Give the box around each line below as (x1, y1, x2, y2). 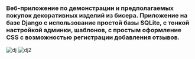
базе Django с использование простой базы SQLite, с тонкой (6, 19, 190, 27)
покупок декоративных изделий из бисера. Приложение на (6, 11, 188, 19)
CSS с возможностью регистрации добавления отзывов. (6, 33, 180, 41)
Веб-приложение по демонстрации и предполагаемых (6, 4, 174, 12)
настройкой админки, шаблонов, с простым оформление (6, 26, 182, 34)
